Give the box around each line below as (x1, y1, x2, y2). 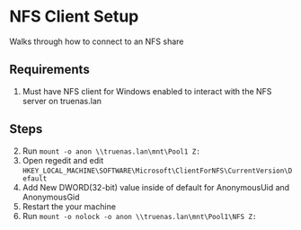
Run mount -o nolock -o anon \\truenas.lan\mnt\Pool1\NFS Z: (22, 210, 257, 221)
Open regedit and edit (22, 155, 104, 165)
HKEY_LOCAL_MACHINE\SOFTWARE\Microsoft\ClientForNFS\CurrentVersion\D (22, 166, 293, 175)
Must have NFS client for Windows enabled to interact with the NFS (22, 85, 272, 96)
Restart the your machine (22, 200, 117, 212)
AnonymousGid (22, 191, 80, 202)
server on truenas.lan (22, 95, 102, 106)
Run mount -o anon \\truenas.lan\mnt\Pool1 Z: (22, 146, 200, 156)
